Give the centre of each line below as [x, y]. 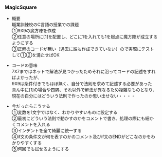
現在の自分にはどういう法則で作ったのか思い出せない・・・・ [73, 96]
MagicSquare [21, 7]
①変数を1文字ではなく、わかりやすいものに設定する [64, 112]
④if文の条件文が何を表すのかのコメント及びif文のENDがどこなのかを [81, 137]
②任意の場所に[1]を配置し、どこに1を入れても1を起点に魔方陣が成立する [85, 37]
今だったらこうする [31, 106]
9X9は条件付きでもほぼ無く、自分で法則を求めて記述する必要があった [82, 84]
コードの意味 [24, 65]
